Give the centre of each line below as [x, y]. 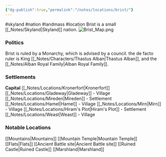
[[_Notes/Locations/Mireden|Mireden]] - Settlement [58, 99]
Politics [15, 42]
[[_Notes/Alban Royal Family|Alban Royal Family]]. [57, 64]
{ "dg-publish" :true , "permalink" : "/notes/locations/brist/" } [69, 10]
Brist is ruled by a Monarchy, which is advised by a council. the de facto [79, 53]
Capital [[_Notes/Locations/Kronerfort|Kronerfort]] [58, 88]
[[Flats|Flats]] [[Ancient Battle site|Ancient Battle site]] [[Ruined [70, 144]
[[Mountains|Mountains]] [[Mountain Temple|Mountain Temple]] [71, 138]
